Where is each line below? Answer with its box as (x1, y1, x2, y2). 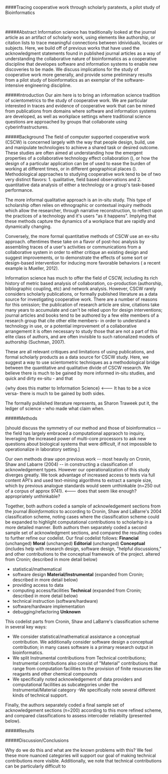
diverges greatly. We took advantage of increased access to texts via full (5, 472, 155, 478)
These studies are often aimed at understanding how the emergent (5, 150, 143, 156)
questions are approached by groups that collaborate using (5, 119, 127, 124)
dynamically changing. (5, 223, 52, 229)
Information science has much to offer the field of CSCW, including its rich (5, 275, 158, 281)
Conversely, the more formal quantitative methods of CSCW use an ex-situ (5, 233, 159, 239)
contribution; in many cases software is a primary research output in (12, 644, 153, 650)
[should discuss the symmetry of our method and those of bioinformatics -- (5, 425, 161, 431)
